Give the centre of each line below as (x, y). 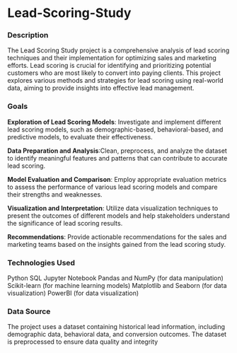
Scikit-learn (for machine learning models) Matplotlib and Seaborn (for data (117, 286)
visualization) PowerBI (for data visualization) (73, 293)
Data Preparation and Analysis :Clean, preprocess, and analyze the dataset (117, 151)
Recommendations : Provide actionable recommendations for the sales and (117, 237)
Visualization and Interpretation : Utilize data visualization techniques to (113, 208)
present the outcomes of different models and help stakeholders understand (118, 215)
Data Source (29, 311)
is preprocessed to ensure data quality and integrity (83, 342)
